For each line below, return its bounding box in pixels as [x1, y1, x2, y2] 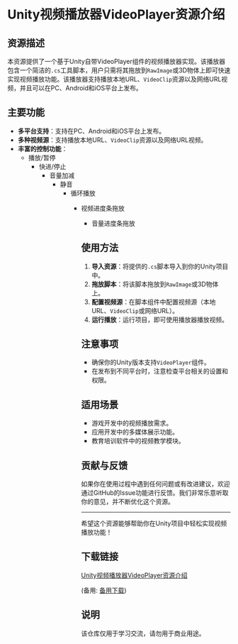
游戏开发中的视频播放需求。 [91, 419, 173, 427]
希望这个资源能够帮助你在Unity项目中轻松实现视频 [81, 519, 227, 528]
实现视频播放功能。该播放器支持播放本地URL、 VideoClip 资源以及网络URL [7, 75, 222, 83]
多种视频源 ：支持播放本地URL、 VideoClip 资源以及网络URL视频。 [17, 136, 208, 144]
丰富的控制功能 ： [17, 144, 68, 153]
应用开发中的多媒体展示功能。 [91, 427, 179, 437]
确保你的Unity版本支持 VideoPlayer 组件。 [91, 358, 210, 366]
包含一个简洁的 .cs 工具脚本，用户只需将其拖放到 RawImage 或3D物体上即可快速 [7, 66, 231, 75]
